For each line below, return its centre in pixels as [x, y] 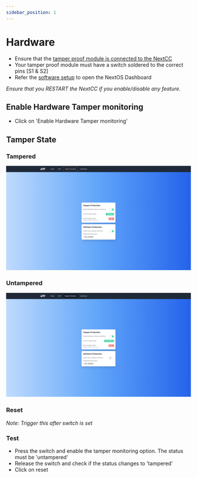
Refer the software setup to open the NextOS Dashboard [83, 77]
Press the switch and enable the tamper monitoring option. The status [99, 451]
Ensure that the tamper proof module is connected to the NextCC [93, 58]
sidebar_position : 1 [31, 12]
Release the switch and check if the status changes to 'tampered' [94, 463]
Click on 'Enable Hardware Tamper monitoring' [71, 121]
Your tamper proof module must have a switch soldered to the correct [99, 65]
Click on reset [31, 469]
